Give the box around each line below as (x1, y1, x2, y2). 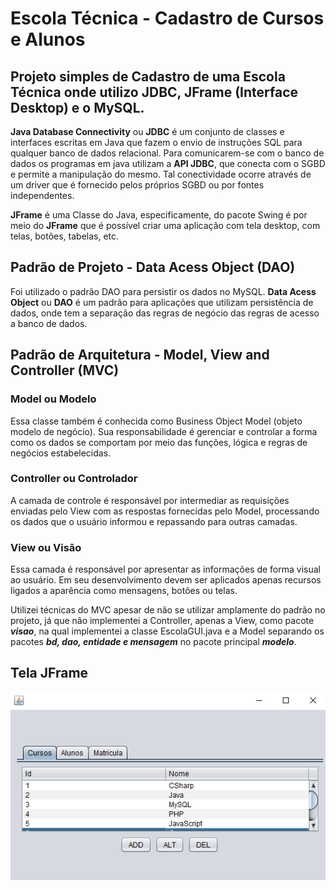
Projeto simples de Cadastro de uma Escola (10, 68, 286, 85)
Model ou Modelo (10, 392, 97, 406)
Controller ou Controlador (10, 472, 138, 486)
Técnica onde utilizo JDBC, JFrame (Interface (10, 83, 299, 101)
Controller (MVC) (10, 362, 120, 379)
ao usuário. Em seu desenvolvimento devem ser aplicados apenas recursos (10, 574, 322, 586)
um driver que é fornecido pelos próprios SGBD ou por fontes (10, 179, 265, 191)
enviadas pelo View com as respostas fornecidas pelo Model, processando (10, 505, 320, 517)
